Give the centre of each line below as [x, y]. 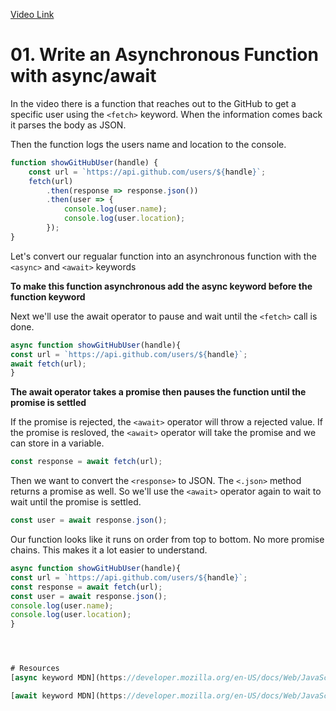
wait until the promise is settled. [76, 502]
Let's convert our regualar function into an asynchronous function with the [163, 256]
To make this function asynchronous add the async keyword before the [161, 286]
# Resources [35, 669]
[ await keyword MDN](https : [69, 695]
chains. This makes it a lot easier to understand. [109, 550]
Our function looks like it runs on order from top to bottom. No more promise [167, 540]
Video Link [32, 14]
